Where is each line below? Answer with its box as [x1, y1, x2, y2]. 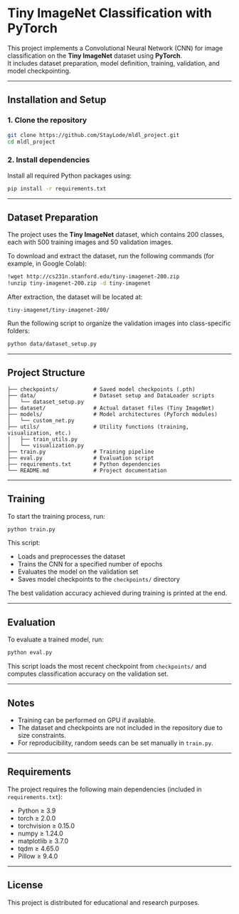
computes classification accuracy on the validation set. [7, 669, 169, 679]
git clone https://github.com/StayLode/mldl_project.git [7, 131, 180, 138]
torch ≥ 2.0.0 [17, 813, 56, 822]
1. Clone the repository [7, 116, 87, 126]
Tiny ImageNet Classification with [7, 5, 212, 21]
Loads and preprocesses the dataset [17, 552, 126, 561]
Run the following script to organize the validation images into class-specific [7, 319, 231, 327]
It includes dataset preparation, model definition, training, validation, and [7, 59, 221, 67]
